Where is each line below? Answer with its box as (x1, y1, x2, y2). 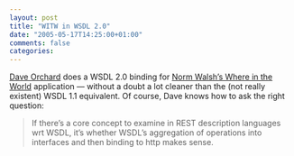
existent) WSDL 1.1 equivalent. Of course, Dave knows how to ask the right (9, 91, 286, 102)
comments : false (9, 38, 70, 48)
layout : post (9, 13, 59, 23)
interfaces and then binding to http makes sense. (31, 137, 214, 148)
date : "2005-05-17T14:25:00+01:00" (9, 30, 143, 39)
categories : (9, 47, 54, 56)
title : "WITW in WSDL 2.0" (9, 22, 111, 31)
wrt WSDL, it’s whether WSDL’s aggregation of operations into (31, 127, 262, 138)
